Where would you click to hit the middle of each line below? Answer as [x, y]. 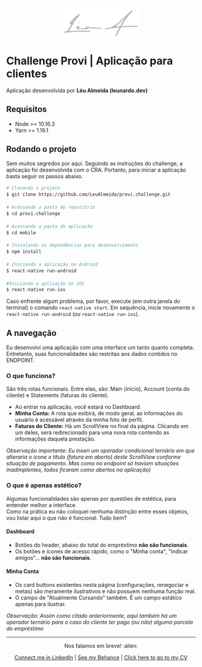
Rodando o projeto [41, 149]
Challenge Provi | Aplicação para [90, 61]
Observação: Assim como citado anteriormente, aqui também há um [92, 616]
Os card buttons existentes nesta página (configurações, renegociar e [102, 585]
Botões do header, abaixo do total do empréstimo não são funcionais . [102, 545]
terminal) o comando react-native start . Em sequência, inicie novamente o [101, 308]
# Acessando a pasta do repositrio [51, 207]
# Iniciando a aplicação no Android [52, 264]
